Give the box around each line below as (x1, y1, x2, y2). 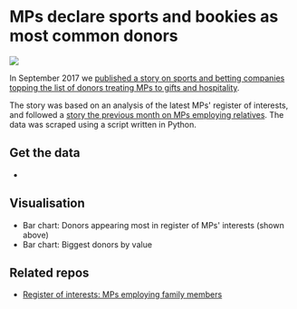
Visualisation (9, 196, 86, 211)
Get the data (9, 145, 81, 160)
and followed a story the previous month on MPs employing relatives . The (9, 109, 284, 120)
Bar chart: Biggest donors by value (22, 238, 152, 250)
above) (22, 229, 50, 240)
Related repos (9, 265, 90, 280)
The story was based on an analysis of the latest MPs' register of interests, (9, 100, 289, 111)
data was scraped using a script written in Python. (9, 119, 197, 130)
